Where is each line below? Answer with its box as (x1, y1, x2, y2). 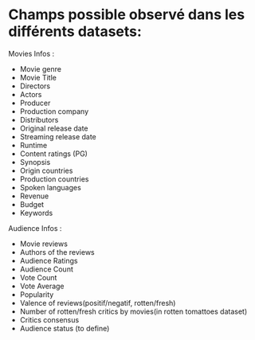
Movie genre (19, 64, 62, 73)
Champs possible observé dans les (8, 6, 245, 24)
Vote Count (19, 272, 57, 282)
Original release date (19, 123, 89, 133)
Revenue (19, 191, 49, 201)
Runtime (19, 140, 48, 150)
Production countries (19, 174, 89, 184)
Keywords (19, 208, 53, 217)
